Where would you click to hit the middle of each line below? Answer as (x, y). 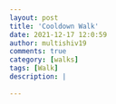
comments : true (38, 52)
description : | (38, 77)
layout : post (34, 18)
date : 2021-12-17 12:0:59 (58, 34)
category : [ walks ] (44, 60)
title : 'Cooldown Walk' (54, 26)
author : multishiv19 (48, 43)
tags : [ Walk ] (34, 69)
